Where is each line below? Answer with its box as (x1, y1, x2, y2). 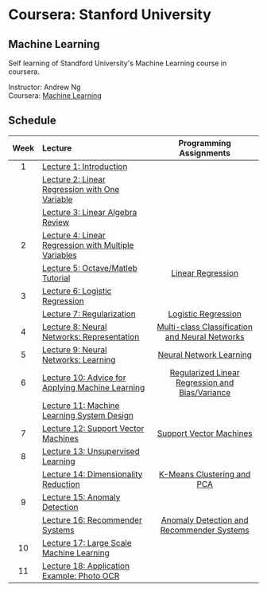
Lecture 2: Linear (42, 174, 106, 185)
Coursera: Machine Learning (8, 91, 102, 100)
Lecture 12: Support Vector (42, 422, 145, 433)
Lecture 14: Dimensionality (42, 469, 143, 480)
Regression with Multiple (42, 239, 134, 250)
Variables (42, 249, 77, 261)
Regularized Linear (169, 367, 240, 378)
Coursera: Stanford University (8, 6, 212, 24)
